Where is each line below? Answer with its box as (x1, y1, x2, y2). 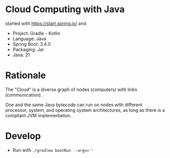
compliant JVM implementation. (5, 112, 72, 118)
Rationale (5, 70, 46, 81)
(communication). (5, 91, 42, 98)
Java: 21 (12, 52, 30, 58)
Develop (5, 131, 41, 142)
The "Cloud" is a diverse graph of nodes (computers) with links (5, 86, 138, 92)
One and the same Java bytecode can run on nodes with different (5, 102, 143, 108)
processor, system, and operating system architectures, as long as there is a (5, 107, 165, 113)
